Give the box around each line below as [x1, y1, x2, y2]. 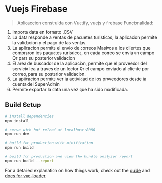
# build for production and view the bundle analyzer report [5, 154, 133, 159]
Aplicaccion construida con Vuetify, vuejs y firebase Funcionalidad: [17, 20, 154, 26]
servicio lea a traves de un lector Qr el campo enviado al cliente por [12, 65, 149, 72]
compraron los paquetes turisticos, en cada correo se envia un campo [12, 50, 155, 56]
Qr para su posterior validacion [12, 55, 75, 61]
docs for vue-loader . [5, 173, 47, 179]
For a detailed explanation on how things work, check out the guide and [5, 167, 150, 173]
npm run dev [5, 131, 29, 137]
